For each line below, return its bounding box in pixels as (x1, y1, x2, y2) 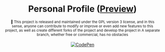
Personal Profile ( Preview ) (28, 3, 137, 15)
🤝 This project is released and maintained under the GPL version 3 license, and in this (10, 19, 155, 24)
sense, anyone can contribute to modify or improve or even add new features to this (11, 23, 154, 29)
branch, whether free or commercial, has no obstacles (36, 32, 129, 37)
